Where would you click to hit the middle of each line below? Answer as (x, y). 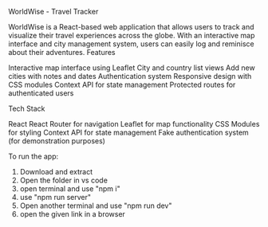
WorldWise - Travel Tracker (53, 12)
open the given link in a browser (73, 214)
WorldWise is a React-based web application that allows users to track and (131, 27)
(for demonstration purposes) (57, 141)
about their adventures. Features (62, 52)
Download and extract (56, 172)
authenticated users (41, 93)
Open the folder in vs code (63, 180)
